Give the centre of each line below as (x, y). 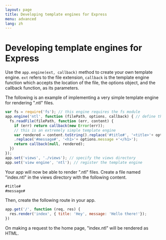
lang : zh (14, 24)
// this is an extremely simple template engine (65, 130)
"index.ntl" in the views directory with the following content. (66, 177)
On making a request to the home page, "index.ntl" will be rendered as (77, 228)
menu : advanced (21, 19)
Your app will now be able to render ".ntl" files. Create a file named (73, 172)
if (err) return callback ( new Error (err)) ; (60, 126)
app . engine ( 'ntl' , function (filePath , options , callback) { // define (80, 117)
